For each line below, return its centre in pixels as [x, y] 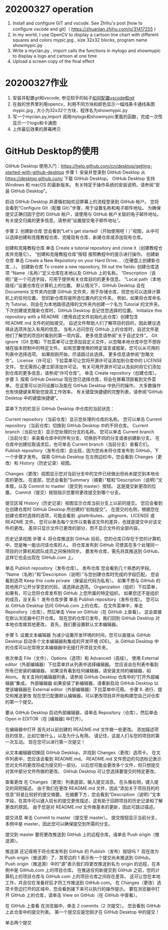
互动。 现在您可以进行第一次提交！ [49, 742]
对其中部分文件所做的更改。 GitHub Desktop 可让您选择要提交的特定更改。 [82, 771]
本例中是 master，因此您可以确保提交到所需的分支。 [59, 823]
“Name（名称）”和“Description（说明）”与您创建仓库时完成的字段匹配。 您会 [82, 574]
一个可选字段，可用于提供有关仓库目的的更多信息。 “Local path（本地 [90, 279]
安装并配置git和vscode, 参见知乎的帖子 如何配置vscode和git [73, 98]
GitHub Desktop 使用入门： [33, 166]
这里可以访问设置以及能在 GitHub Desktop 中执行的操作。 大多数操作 [90, 385]
